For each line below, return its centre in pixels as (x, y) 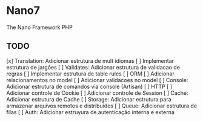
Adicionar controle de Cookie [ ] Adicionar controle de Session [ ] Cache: (98, 93)
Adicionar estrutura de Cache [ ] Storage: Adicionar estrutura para (89, 99)
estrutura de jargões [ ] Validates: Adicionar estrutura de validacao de (93, 67)
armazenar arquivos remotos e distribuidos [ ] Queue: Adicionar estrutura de (102, 106)
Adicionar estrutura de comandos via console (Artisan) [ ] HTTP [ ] (89, 86)
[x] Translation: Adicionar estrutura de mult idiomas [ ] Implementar (90, 60)
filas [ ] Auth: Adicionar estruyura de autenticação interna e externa (90, 112)
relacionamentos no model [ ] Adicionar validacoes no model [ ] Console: (97, 80)
